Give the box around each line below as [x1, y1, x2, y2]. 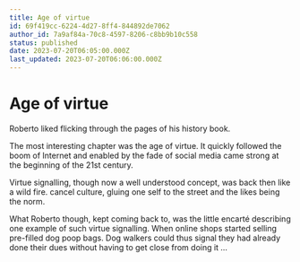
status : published [9, 38, 78, 48]
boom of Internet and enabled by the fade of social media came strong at [9, 150, 279, 161]
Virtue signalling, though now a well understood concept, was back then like [9, 177, 291, 188]
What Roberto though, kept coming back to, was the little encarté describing [9, 213, 291, 224]
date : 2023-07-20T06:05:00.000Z [9, 47, 130, 56]
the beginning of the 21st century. [9, 159, 134, 170]
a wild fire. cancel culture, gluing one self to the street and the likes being [9, 186, 280, 197]
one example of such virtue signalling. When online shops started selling [9, 223, 278, 233]
